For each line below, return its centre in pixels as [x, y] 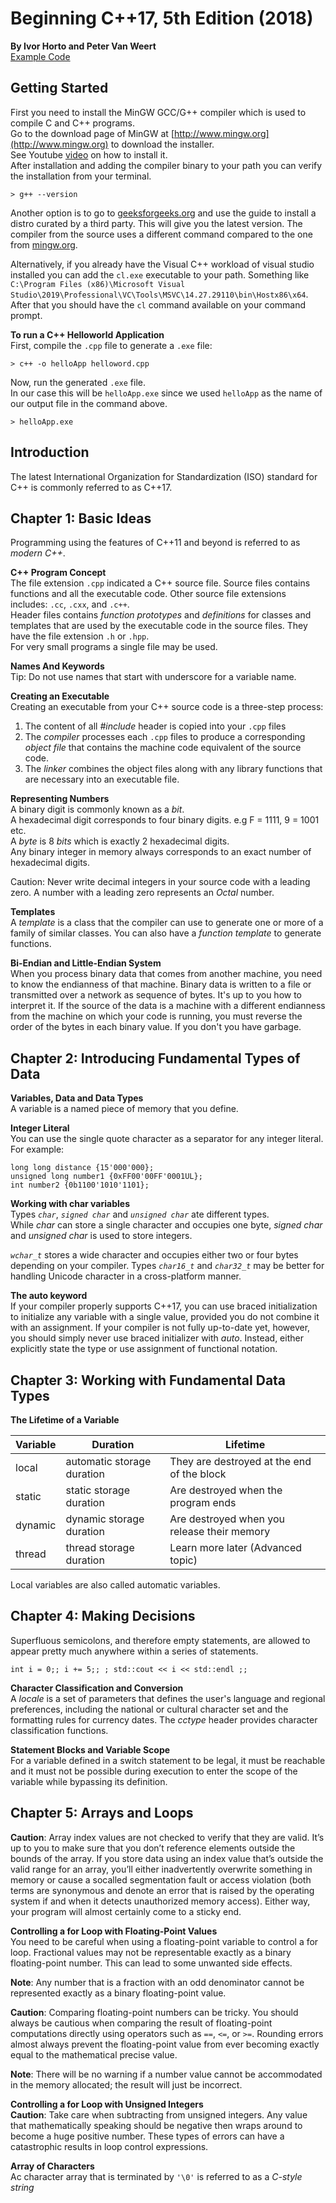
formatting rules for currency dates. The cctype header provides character [164, 1719]
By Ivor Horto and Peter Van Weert [83, 46]
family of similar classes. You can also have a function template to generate [166, 933]
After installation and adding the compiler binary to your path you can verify [166, 165]
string [22, 2187]
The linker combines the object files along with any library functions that [173, 769]
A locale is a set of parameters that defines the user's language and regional [168, 1698]
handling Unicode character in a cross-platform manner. [126, 1276]
